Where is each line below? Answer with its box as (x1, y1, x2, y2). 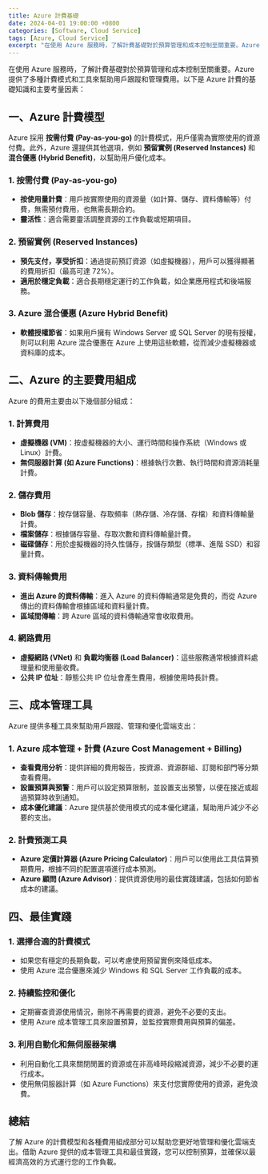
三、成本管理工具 (8, 698, 93, 712)
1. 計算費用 (8, 417, 50, 429)
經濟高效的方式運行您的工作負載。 (8, 1157, 121, 1167)
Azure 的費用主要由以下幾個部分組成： (8, 396, 135, 405)
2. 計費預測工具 (8, 834, 68, 845)
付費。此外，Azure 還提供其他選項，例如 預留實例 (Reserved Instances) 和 (8, 142, 256, 152)
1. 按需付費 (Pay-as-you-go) (8, 174, 118, 186)
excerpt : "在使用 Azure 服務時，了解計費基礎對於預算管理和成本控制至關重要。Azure (8, 42, 260, 50)
